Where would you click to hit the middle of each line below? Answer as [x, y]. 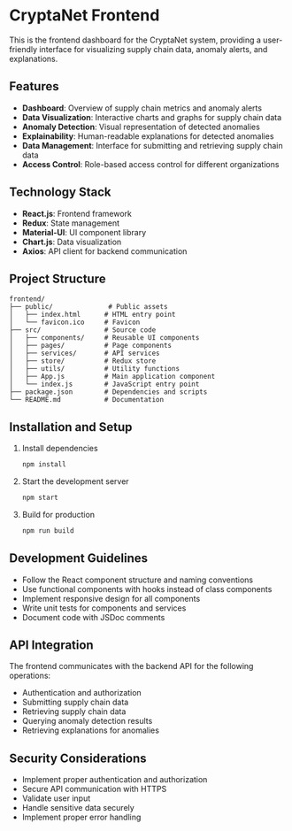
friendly [23, 49]
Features [34, 86]
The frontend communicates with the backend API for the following [131, 666]
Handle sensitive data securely [78, 808]
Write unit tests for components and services [104, 608]
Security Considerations [78, 758]
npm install [44, 465]
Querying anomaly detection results [87, 721]
